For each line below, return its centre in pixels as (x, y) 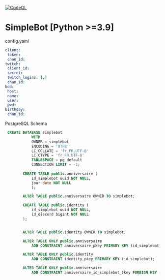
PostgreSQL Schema (26, 124)
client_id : (18, 68)
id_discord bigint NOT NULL (60, 215)
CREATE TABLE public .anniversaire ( (60, 174)
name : (13, 96)
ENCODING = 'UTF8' (50, 146)
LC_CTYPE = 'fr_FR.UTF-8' (58, 156)
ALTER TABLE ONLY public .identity (58, 254)
